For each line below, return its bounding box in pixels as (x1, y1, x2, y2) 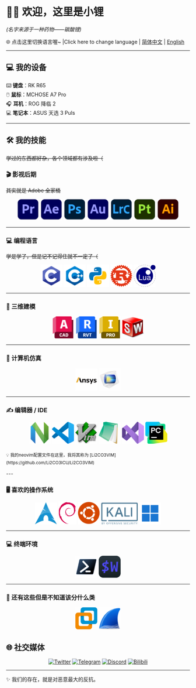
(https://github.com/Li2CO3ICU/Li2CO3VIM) (6, 460, 95, 465)
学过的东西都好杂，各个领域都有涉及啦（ (6, 155, 103, 162)
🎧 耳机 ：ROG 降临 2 (6, 100, 56, 107)
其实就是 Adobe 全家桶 (6, 187, 61, 194)
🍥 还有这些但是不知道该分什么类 (6, 594, 95, 602)
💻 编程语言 (6, 237, 38, 245)
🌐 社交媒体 (6, 642, 45, 652)
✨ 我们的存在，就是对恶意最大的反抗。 (6, 676, 99, 683)
